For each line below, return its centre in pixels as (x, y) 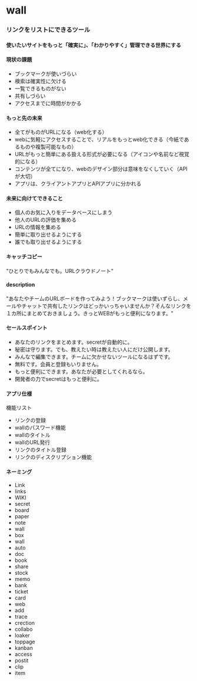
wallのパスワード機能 (40, 427)
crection (25, 623)
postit (21, 660)
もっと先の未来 (24, 118)
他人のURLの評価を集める (46, 220)
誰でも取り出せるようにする (48, 242)
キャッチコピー (24, 256)
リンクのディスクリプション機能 (53, 457)
